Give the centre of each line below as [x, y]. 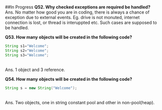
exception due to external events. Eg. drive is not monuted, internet [72, 17]
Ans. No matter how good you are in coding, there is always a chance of [77, 12]
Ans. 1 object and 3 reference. [35, 70]
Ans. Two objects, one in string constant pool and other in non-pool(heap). [80, 102]
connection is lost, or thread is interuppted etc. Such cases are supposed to [81, 22]
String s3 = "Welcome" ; [27, 55]
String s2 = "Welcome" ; [27, 51]
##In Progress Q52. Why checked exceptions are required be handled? [78, 7]
